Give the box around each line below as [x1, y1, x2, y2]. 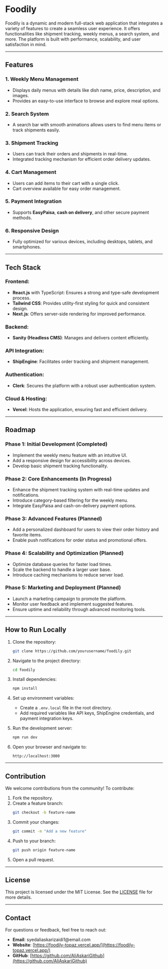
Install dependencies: [12, 676, 57, 682]
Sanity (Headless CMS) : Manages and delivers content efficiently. [12, 335, 149, 341]
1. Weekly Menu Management [5, 76, 78, 83]
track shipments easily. [12, 127, 60, 133]
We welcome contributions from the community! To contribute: [5, 785, 134, 791]
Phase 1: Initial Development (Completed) [5, 441, 108, 448]
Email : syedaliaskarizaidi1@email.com [12, 936, 91, 943]
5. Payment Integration [5, 198, 62, 205]
